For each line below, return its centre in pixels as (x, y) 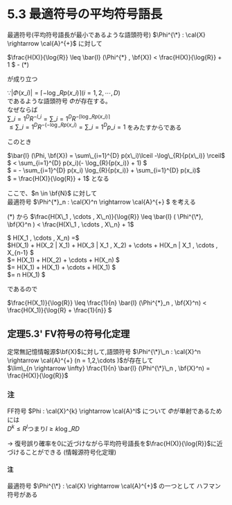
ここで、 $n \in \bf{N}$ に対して (52, 193)
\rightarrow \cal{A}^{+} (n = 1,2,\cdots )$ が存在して (80, 360)
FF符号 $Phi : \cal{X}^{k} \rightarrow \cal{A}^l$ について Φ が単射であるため (115, 411)
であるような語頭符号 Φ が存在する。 (60, 100)
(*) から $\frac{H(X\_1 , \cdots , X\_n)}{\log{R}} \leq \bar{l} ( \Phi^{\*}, (105, 217)
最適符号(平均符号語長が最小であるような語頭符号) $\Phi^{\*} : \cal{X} (106, 35)
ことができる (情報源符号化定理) (71, 452)
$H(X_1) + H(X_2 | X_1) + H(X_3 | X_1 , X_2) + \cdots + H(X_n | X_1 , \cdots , (113, 245)
